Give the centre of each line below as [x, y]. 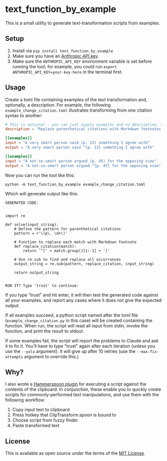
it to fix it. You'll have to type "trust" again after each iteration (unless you [80, 346]
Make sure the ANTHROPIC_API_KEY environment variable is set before [82, 61]
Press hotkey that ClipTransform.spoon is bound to [64, 415]
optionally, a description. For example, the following [58, 105]
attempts [14, 357]
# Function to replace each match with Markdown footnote [75, 242]
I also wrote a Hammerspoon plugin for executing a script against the [76, 384]
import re [15, 216]
